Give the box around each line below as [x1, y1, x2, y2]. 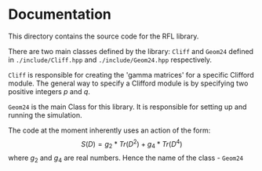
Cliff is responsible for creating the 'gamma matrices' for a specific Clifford [8, 70, 254, 79]
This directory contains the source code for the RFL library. [8, 31, 199, 41]
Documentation [8, 5, 112, 24]
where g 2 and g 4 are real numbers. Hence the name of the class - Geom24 [8, 153, 244, 165]
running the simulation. [8, 110, 82, 119]
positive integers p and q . [8, 86, 90, 96]
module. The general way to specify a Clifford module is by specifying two [8, 78, 249, 88]
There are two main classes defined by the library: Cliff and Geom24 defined [8, 46, 253, 56]
